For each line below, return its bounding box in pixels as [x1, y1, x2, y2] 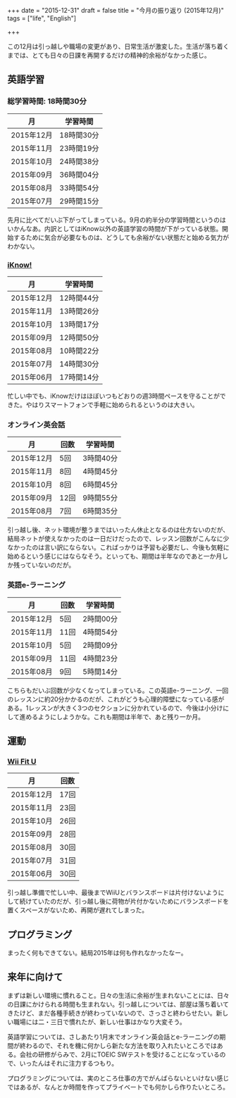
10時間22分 [59, 346, 99, 356]
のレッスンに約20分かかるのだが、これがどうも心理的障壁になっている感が [7, 694, 225, 703]
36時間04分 [59, 170, 99, 180]
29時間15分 [59, 196, 99, 206]
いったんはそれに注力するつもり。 [19, 1059, 118, 1067]
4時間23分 [82, 654, 118, 663]
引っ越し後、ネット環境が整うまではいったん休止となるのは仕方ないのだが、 [7, 525, 230, 534]
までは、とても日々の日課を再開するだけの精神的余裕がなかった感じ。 [7, 51, 211, 59]
